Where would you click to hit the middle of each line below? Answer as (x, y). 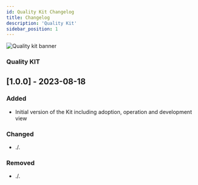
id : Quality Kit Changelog (40, 12)
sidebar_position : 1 (32, 29)
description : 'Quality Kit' (42, 23)
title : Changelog (28, 18)
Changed (20, 134)
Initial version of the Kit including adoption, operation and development (104, 112)
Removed (21, 163)
